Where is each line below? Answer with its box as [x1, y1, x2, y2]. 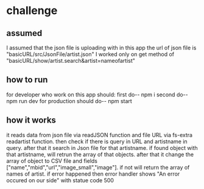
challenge [6, 4, 58, 18]
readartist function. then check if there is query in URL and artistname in [6, 138, 188, 145]
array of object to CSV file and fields [6, 157, 98, 165]
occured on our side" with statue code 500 [6, 176, 114, 184]
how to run [6, 74, 48, 85]
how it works [6, 115, 57, 126]
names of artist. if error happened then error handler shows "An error [6, 170, 180, 177]
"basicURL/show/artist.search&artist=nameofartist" [6, 57, 136, 64]
